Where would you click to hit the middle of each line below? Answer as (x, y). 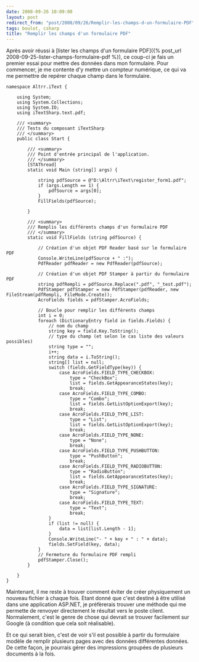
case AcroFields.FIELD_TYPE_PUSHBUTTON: (110, 451)
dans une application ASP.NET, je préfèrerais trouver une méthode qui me (96, 604)
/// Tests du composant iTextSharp (61, 128)
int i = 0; (51, 316)
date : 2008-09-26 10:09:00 (39, 12)
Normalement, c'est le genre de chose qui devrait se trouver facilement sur (98, 617)
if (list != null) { (74, 524)
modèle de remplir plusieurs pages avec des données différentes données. (98, 641)
